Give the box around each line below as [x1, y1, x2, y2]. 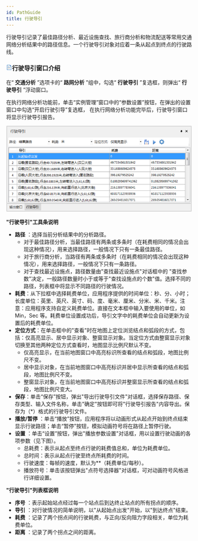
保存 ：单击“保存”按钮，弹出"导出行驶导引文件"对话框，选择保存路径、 [14, 393, 184, 400]
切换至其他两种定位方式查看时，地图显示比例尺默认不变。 [14, 342, 154, 349]
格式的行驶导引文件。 [38, 408, 90, 415]
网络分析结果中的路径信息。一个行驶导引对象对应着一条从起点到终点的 [6, 41, 177, 48]
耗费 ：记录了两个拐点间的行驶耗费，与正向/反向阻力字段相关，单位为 [14, 514, 184, 521]
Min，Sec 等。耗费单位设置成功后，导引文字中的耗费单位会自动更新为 [14, 312, 184, 319]
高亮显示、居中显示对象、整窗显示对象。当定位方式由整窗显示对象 [30, 334, 190, 341]
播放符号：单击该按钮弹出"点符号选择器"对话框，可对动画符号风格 [23, 467, 184, 474]
